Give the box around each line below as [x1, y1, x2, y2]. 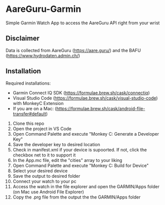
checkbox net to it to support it [12, 152, 76, 158]
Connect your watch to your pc [12, 178, 76, 184]
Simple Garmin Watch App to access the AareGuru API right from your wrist [5, 20, 160, 26]
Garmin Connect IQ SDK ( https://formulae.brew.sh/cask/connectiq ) [12, 90, 150, 96]
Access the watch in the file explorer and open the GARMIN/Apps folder [12, 183, 160, 189]
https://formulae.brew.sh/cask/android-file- [56, 105, 145, 111]
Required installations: [5, 80, 51, 86]
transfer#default [12, 110, 47, 117]
